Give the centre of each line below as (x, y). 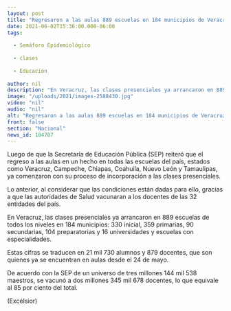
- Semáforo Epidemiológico (52, 45)
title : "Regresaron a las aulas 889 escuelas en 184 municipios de (106, 20)
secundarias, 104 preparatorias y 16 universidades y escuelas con (100, 232)
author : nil (24, 84)
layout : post (26, 13)
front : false (26, 122)
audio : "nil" (26, 109)
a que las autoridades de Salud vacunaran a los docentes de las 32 (102, 197)
